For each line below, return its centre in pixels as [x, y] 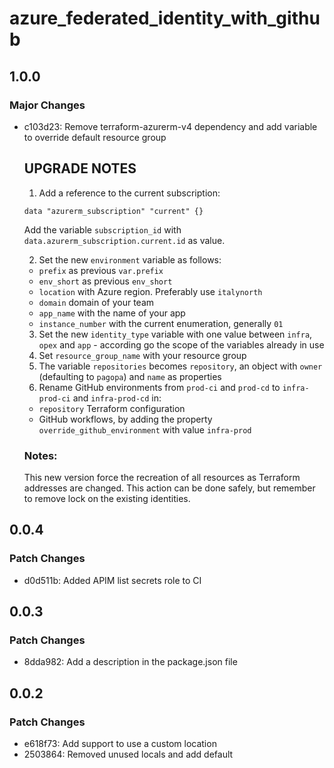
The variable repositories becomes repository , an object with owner [180, 366]
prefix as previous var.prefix [101, 270]
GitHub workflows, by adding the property [125, 419]
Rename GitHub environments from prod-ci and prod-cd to [159, 387]
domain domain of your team [96, 302]
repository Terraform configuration [112, 408]
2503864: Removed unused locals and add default [128, 754]
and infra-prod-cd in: [117, 398]
